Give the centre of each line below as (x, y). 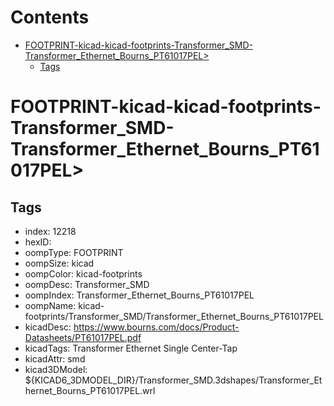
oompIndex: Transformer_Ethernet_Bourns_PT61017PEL (139, 295)
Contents (50, 17)
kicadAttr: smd (55, 358)
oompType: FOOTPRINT (74, 252)
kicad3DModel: (56, 369)
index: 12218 (50, 231)
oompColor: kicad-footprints (83, 273)
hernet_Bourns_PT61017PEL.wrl (90, 390)
